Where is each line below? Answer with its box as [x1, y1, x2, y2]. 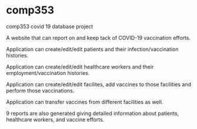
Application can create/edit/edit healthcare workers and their [6, 63, 154, 70]
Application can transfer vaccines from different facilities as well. [6, 98, 163, 106]
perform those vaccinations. [6, 87, 75, 94]
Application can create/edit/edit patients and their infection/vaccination [6, 45, 179, 53]
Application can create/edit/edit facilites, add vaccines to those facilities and [6, 80, 191, 88]
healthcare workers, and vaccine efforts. [6, 116, 105, 123]
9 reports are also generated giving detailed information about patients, [6, 110, 179, 117]
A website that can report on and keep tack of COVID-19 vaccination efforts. [6, 34, 191, 41]
